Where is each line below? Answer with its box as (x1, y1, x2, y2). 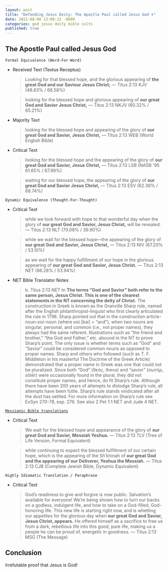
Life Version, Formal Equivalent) (25, 437, 91, 444)
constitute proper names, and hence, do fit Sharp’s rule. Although (25, 377, 160, 384)
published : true (5, 26, 39, 31)
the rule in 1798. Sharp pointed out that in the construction (25, 313, 145, 319)
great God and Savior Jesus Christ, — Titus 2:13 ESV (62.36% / (25, 182, 158, 188)
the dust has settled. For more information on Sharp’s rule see (25, 393, 153, 399)
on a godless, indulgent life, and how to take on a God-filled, (25, 502, 150, 508)
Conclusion (5, 548, 42, 557)
